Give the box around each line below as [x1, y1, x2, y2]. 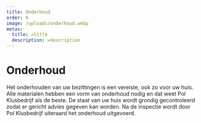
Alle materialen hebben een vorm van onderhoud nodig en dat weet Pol [6, 90, 186, 97]
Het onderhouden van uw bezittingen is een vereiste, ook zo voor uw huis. [6, 83, 194, 91]
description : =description [12, 37, 81, 43]
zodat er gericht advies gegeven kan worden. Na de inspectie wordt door [6, 103, 191, 110]
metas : [6, 26, 23, 32]
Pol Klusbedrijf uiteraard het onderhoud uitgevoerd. [6, 109, 136, 116]
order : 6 [6, 15, 29, 21]
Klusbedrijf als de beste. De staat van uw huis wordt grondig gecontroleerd [6, 96, 196, 104]
